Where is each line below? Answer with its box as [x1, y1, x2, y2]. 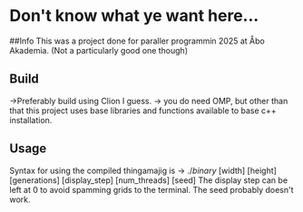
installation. [9, 114, 53, 125]
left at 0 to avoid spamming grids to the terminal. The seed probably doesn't [9, 184, 294, 195]
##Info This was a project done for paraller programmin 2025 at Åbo [9, 35, 265, 46]
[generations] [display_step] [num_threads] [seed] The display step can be [9, 174, 288, 186]
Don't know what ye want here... [9, 5, 259, 26]
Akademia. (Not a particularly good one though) [9, 44, 189, 55]
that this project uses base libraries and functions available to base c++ [9, 105, 277, 116]
